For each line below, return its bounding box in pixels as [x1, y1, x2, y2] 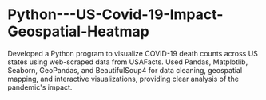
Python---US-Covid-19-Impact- [7, 6, 224, 24]
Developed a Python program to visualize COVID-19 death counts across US [7, 48, 259, 58]
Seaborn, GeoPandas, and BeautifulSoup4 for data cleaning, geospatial [7, 65, 243, 75]
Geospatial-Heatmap [7, 22, 149, 40]
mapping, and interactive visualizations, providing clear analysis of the [7, 74, 239, 83]
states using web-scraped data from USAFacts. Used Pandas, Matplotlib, [7, 57, 248, 67]
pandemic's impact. [7, 82, 73, 92]
